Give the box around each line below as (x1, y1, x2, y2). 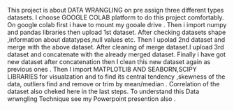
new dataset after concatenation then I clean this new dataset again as (7, 58, 211, 65)
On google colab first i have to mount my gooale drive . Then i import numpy (7, 21, 227, 29)
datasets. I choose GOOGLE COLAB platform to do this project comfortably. (7, 13, 225, 22)
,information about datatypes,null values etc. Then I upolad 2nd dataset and (7, 36, 226, 44)
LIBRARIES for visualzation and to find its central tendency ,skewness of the (7, 72, 226, 81)
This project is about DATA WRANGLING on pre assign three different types (7, 6, 224, 14)
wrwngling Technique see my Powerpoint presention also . (7, 95, 176, 103)
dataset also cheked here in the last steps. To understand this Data (7, 87, 200, 95)
